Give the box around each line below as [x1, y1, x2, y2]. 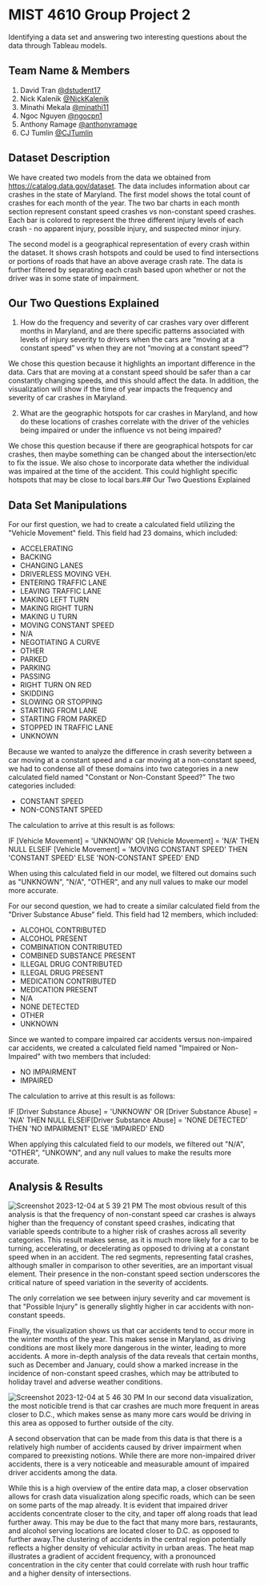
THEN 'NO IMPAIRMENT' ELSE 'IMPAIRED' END [8, 1124, 165, 1134]
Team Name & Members [8, 64, 130, 78]
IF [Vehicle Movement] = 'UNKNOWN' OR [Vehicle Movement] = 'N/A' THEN [8, 836, 260, 846]
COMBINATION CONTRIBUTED [19, 943, 122, 952]
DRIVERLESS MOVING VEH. [19, 570, 112, 579]
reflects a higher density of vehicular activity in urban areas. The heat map [8, 1543, 254, 1552]
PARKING [19, 663, 51, 673]
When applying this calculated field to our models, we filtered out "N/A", [8, 1139, 246, 1149]
